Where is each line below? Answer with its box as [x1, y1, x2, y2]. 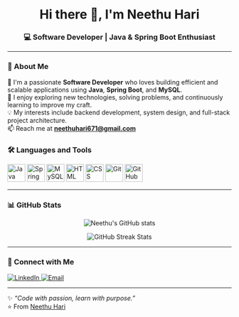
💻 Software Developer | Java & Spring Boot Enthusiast [23, 32, 216, 42]
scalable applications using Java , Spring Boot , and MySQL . [7, 85, 183, 94]
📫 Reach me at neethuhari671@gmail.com [7, 124, 137, 132]
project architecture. [7, 116, 68, 124]
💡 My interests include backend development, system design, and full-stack [7, 108, 230, 117]
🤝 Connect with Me [7, 257, 75, 267]
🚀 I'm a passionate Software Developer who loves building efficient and [7, 77, 218, 86]
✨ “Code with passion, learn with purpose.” [7, 294, 136, 302]
